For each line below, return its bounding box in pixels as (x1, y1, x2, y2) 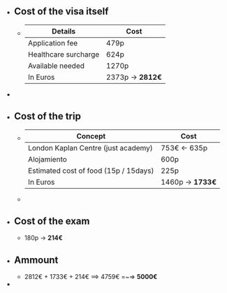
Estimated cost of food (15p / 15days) (27, 166, 154, 176)
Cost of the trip (13, 110, 82, 122)
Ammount (13, 254, 59, 266)
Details (52, 26, 76, 36)
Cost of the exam (13, 215, 90, 227)
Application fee (27, 38, 78, 48)
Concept (76, 131, 106, 141)
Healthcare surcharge (27, 49, 100, 59)
